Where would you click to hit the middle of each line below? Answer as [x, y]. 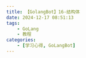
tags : [13, 23]
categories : [21, 40]
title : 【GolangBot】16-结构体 [43, 12]
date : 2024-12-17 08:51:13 [40, 18]
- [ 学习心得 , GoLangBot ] [46, 46]
